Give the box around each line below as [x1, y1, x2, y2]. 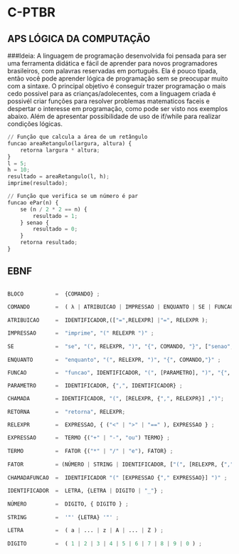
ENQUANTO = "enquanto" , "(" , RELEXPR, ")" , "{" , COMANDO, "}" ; [7, 356, 221, 363]
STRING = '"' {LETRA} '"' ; [7, 513, 119, 521]
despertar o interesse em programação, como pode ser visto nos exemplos [7, 105, 228, 113]
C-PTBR [7, 4, 55, 21]
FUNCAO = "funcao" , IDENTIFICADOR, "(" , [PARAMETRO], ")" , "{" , [7, 370, 231, 377]
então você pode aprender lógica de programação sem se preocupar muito [7, 74, 228, 83]
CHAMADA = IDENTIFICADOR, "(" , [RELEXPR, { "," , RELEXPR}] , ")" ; [7, 395, 224, 402]
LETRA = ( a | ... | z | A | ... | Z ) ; [7, 526, 164, 534]
